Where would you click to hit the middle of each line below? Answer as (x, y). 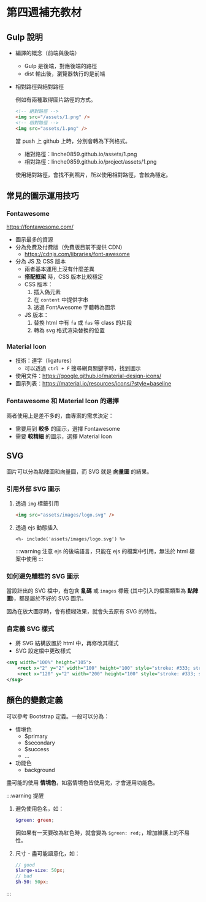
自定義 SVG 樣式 (30, 629)
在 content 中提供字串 (61, 300)
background (40, 770)
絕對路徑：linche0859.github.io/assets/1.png (81, 154)
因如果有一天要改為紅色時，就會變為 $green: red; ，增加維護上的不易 (102, 832)
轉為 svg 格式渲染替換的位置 (69, 330)
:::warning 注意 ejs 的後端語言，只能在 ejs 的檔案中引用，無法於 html (101, 551)
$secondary (40, 743)
